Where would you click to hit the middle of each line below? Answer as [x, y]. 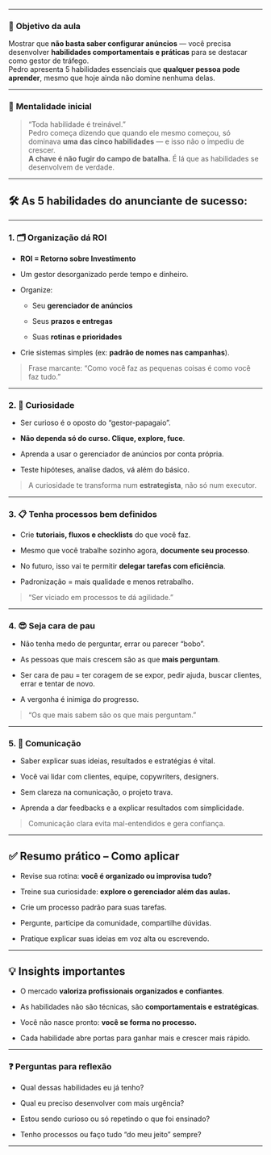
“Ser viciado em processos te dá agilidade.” [100, 598]
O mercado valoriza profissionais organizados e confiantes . [122, 991]
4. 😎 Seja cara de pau [52, 626]
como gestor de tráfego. [49, 61]
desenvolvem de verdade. [71, 167]
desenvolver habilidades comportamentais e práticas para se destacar [128, 52]
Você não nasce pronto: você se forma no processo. [108, 1022]
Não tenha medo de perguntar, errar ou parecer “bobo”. [113, 644]
